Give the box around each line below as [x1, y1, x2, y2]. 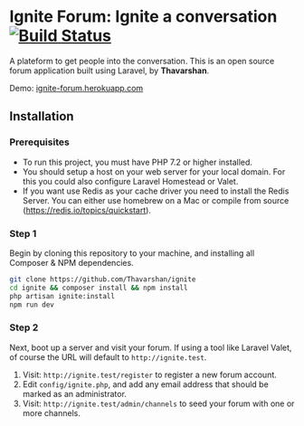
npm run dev [9, 300, 54, 309]
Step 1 [9, 227, 37, 240]
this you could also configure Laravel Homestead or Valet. [22, 175, 239, 186]
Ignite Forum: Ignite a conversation [9, 6, 278, 27]
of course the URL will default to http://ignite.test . [9, 351, 207, 363]
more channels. [22, 407, 81, 418]
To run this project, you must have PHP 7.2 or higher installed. [22, 156, 253, 167]
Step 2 [9, 321, 39, 334]
